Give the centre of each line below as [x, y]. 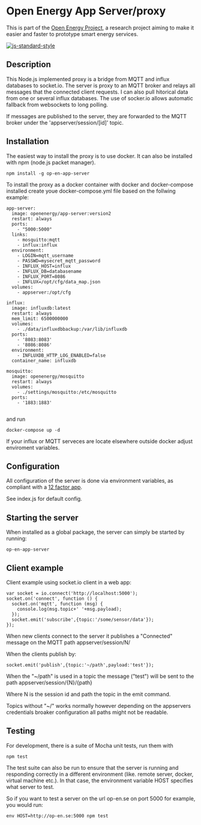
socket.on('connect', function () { [52, 599]
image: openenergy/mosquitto [48, 376]
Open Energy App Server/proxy [86, 11]
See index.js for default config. [44, 499]
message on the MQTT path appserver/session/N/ [68, 642]
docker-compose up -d [33, 430]
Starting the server [43, 518]
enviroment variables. [33, 447]
